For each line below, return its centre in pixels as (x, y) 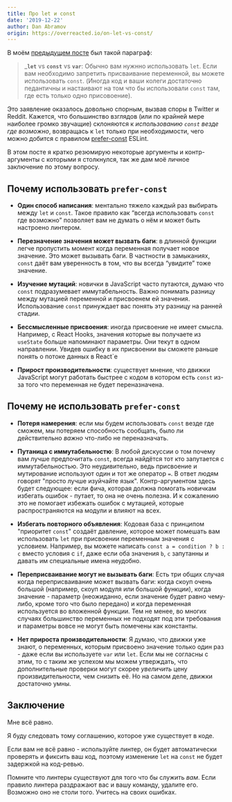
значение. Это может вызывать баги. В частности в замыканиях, (114, 256)
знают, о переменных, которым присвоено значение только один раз (121, 646)
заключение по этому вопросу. (54, 167)
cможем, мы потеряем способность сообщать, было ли (100, 431)
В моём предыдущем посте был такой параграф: (80, 53)
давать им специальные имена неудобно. (79, 560)
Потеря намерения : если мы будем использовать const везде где (116, 423)
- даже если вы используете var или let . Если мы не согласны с (113, 654)
